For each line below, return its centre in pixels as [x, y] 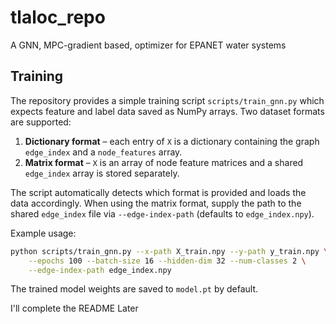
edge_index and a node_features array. [103, 152]
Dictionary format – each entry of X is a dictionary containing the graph [172, 141]
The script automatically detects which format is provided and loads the [158, 192]
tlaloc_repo [58, 17]
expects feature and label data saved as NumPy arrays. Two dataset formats [167, 111]
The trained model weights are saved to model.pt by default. [134, 289]
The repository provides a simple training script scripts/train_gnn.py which [167, 100]
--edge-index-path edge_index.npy [100, 270]
